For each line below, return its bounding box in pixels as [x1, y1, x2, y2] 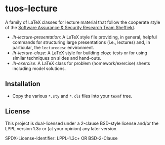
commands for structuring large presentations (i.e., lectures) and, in [12, 39, 151, 45]
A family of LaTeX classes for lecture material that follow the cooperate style [5, 19, 161, 25]
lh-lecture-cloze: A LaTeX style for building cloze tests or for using [12, 50, 147, 56]
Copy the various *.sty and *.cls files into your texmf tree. [12, 93, 132, 99]
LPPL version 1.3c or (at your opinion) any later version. [5, 125, 118, 131]
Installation [5, 80, 41, 88]
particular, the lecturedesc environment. [12, 44, 94, 50]
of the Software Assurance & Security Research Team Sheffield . [5, 24, 135, 30]
